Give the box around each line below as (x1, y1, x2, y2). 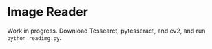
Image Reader (7, 4, 88, 20)
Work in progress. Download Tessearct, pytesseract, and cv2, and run (7, 27, 206, 35)
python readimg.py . (7, 33, 62, 42)
